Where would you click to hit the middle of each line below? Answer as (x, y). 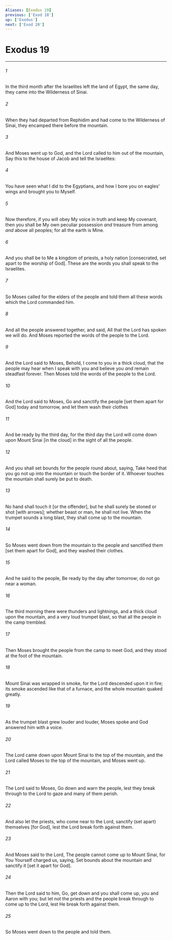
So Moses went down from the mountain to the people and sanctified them (84, 545)
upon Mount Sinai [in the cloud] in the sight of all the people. (69, 440)
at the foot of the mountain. (34, 656)
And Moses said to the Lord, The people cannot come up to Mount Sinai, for (85, 855)
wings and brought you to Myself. (41, 192)
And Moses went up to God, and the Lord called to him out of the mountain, (85, 153)
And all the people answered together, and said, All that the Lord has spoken (86, 330)
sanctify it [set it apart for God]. (38, 865)
